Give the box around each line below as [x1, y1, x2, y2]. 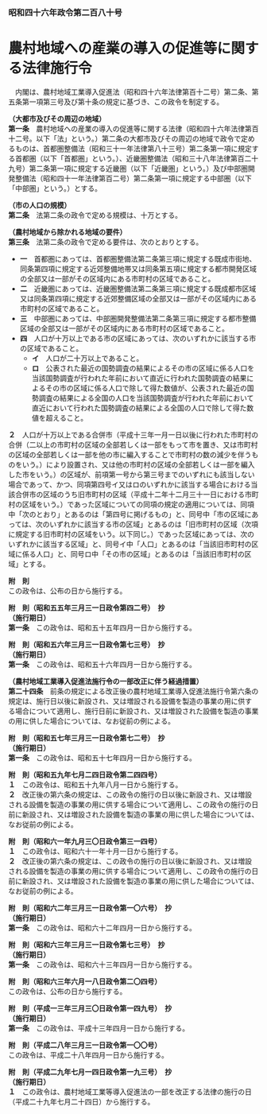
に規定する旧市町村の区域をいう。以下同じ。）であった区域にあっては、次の [8, 529, 255, 538]
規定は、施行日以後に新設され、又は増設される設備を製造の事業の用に [8, 696, 238, 705]
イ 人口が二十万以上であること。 [31, 353, 144, 363]
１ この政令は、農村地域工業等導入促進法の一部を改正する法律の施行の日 [8, 1087, 252, 1097]
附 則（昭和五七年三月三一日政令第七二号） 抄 [8, 733, 165, 743]
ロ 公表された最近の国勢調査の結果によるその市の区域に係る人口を [31, 363, 255, 373]
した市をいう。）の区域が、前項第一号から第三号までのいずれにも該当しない [8, 469, 255, 479]
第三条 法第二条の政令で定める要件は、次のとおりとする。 [8, 237, 203, 246]
